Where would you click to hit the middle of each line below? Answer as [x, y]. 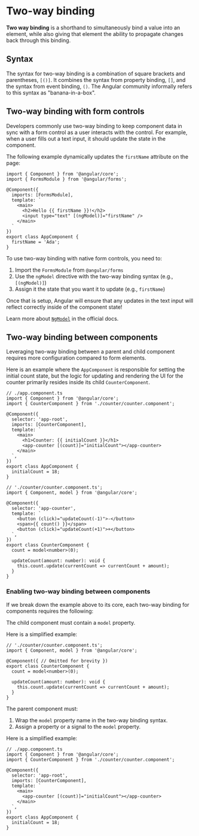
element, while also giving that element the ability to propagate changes [95, 34]
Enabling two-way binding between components [78, 592]
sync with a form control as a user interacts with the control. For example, [97, 132]
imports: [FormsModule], [42, 195]
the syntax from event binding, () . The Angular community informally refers [99, 86]
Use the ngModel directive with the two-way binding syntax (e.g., [94, 276]
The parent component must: [42, 709]
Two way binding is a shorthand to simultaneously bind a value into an [93, 28]
